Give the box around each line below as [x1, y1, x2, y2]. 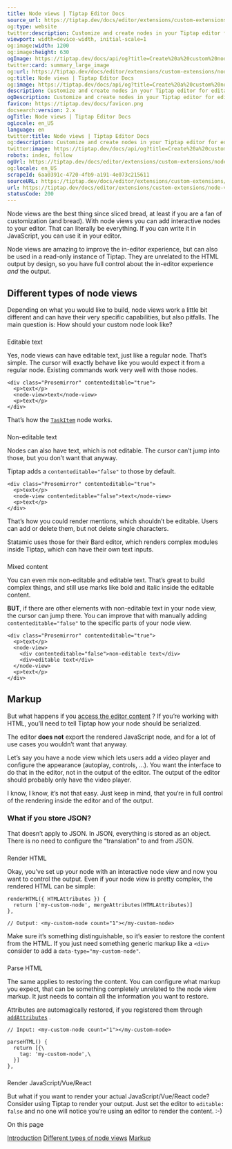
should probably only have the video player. [7, 775, 132, 784]
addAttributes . [7, 1012, 52, 1021]
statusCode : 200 [7, 191, 54, 198]
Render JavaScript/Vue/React [7, 1078, 92, 1087]
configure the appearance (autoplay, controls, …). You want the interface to [7, 760, 222, 769]
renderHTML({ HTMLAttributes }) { [7, 895, 107, 902]
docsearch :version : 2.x [7, 107, 76, 114]
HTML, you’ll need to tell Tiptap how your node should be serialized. [7, 719, 202, 728]
